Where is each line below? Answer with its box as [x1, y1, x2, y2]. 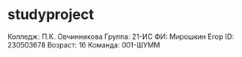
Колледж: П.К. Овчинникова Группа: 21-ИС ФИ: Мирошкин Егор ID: [7, 32, 235, 41]
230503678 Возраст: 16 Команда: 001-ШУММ [7, 40, 161, 49]
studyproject [7, 6, 94, 24]
